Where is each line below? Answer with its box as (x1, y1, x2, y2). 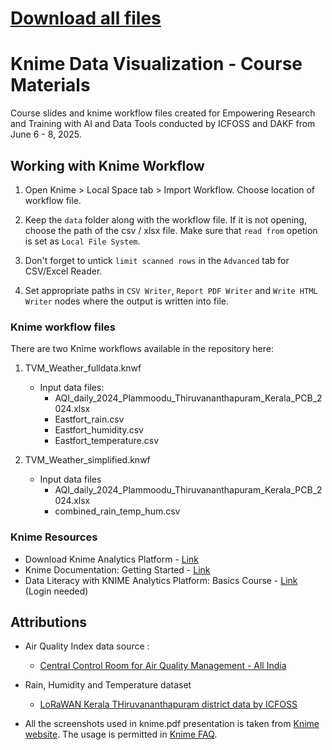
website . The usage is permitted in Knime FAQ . (24, 728, 218, 741)
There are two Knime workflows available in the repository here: (10, 343, 274, 355)
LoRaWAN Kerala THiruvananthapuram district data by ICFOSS (39, 698, 298, 711)
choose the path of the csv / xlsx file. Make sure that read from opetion (24, 224, 318, 236)
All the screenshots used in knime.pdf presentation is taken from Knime (24, 718, 320, 730)
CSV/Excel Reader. (24, 265, 103, 277)
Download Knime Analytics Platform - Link (24, 553, 200, 565)
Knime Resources (10, 530, 98, 544)
